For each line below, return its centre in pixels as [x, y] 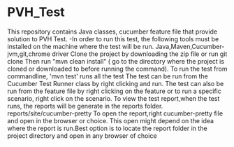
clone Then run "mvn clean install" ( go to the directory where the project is [116, 61]
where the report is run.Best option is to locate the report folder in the [107, 128]
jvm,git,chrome [29, 54]
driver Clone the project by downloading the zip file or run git [140, 54]
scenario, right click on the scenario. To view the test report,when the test [114, 98]
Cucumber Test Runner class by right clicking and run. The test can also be [116, 83]
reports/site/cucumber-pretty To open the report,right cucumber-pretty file [115, 113]
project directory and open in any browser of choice [82, 135]
